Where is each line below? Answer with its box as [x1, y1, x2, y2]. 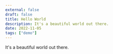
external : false [5, 7, 39, 12]
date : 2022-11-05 [5, 26, 42, 31]
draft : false [5, 12, 33, 17]
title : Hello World [5, 16, 46, 21]
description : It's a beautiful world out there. [5, 21, 109, 26]
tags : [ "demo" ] [5, 30, 37, 35]
